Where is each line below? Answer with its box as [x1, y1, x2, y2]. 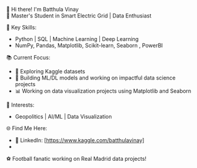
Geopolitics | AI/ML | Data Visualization [14, 113, 112, 120]
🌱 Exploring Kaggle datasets [14, 68, 86, 75]
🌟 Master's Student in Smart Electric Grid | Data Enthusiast [6, 12, 152, 19]
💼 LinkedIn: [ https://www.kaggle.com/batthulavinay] [14, 137, 145, 144]
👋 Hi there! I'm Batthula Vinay [6, 6, 79, 13]
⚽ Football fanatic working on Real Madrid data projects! [6, 155, 146, 162]
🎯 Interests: [6, 101, 35, 108]
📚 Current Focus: [6, 54, 51, 61]
